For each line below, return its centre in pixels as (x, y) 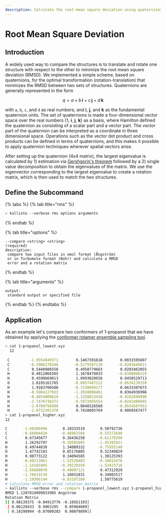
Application (23, 320)
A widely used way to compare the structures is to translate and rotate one (81, 64)
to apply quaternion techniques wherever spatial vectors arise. (69, 146)
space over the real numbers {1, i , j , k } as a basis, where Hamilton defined (80, 120)
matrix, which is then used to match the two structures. (61, 177)
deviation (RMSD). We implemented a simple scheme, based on (70, 75)
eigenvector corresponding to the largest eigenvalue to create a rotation (79, 172)
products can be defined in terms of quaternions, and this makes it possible (82, 141)
